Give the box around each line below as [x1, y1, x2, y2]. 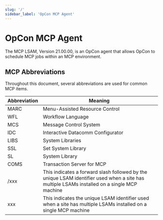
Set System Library [43, 145, 86, 152]
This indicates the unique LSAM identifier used [43, 195, 149, 202]
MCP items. [5, 86, 28, 92]
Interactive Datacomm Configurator [43, 129, 124, 136]
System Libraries [43, 137, 81, 144]
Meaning [89, 98, 110, 104]
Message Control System [43, 121, 100, 128]
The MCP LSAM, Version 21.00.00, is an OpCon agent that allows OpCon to [5, 49, 155, 54]
